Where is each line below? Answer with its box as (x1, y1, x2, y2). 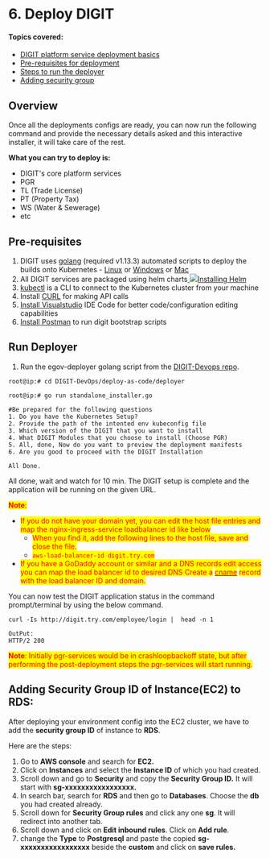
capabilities (19, 309, 59, 318)
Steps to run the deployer (19, 67, 104, 77)
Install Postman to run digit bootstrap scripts (19, 317, 167, 327)
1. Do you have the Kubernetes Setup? (8, 412, 138, 421)
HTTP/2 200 (8, 636, 45, 645)
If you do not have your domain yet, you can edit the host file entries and (19, 516, 261, 525)
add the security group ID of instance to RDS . (8, 725, 161, 735)
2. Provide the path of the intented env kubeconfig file (8, 420, 207, 428)
